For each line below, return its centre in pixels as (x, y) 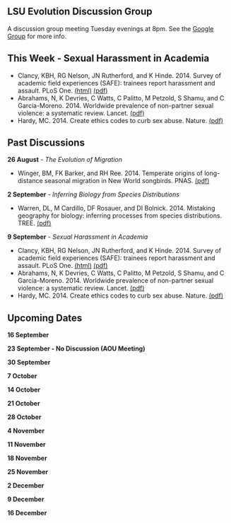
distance (30, 181)
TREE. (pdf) (34, 223)
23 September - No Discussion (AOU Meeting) (76, 348)
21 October (24, 404)
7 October (22, 376)
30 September (29, 363)
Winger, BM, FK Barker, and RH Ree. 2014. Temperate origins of (110, 173)
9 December (26, 499)
